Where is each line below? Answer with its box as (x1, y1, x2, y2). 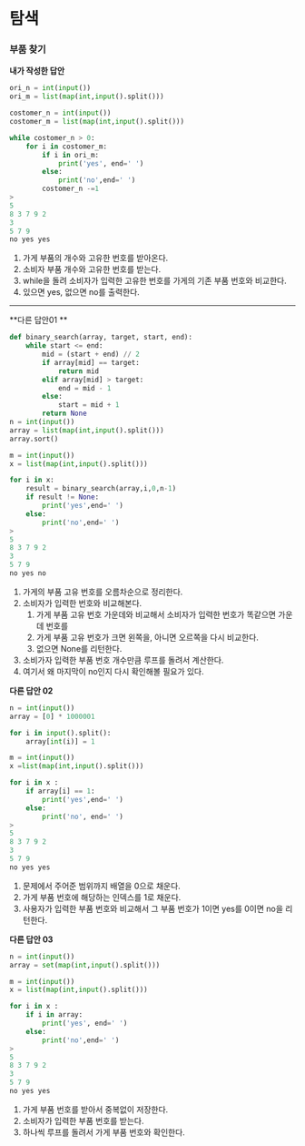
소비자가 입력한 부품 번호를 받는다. (22, 1115, 144, 1126)
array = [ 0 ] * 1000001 (9, 712, 95, 721)
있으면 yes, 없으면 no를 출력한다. (22, 287, 141, 298)
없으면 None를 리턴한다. (35, 643, 123, 654)
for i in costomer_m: (25, 142, 107, 151)
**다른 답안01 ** (9, 315, 68, 326)
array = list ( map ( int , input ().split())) (9, 425, 165, 435)
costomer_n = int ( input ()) (9, 108, 112, 118)
